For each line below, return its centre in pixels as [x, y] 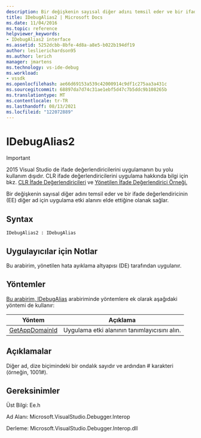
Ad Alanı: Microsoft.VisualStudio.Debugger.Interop [68, 417]
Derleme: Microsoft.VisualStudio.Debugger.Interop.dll [72, 428]
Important [18, 158]
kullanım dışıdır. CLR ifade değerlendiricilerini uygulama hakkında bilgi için [97, 176]
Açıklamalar [29, 352]
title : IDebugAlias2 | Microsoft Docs [54, 17]
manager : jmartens [29, 62]
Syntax [20, 219]
